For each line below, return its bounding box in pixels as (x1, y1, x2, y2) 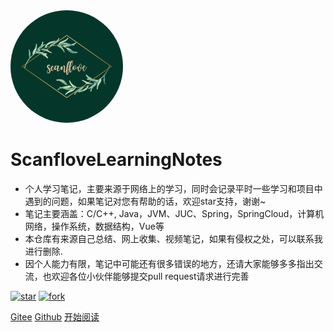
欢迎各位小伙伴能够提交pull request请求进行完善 (51, 270, 250, 282)
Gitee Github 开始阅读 (10, 310, 100, 323)
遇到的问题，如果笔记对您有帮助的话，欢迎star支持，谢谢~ (24, 195, 267, 207)
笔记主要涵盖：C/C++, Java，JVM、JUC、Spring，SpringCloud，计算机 (24, 207, 325, 219)
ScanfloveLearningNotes (10, 149, 223, 171)
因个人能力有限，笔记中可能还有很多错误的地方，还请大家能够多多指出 (24, 257, 315, 269)
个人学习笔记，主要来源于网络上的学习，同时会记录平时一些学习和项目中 (24, 182, 323, 194)
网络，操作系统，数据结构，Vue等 (24, 220, 165, 232)
